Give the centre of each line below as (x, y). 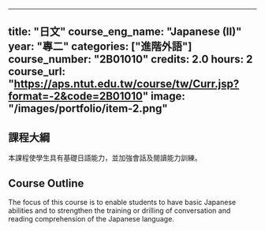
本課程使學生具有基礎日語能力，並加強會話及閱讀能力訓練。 (105, 158)
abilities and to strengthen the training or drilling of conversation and (119, 211)
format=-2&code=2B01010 (76, 97)
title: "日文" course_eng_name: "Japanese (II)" (125, 32)
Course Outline (46, 183)
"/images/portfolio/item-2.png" (88, 108)
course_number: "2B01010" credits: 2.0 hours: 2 (131, 60)
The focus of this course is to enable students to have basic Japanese (122, 203)
